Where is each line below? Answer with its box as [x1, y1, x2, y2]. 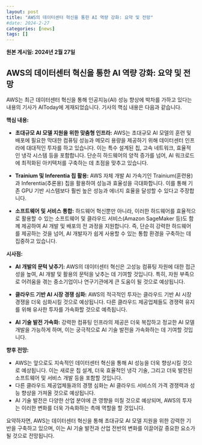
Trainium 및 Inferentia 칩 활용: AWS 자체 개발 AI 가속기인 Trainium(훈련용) [14, 172, 194, 179]
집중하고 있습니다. [14, 237, 57, 244]
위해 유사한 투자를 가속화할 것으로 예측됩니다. [21, 305, 127, 313]
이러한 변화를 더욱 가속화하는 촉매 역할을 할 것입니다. [21, 404, 145, 411]
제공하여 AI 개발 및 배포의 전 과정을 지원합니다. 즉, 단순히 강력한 [21, 222, 171, 229]
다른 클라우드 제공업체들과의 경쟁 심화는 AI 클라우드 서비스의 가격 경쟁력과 [14, 381, 189, 388]
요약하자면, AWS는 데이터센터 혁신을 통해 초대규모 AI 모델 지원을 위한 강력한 [6, 417, 185, 424]
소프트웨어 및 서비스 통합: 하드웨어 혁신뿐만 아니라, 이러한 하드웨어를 [14, 207, 176, 214]
